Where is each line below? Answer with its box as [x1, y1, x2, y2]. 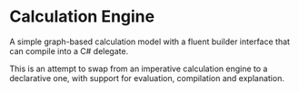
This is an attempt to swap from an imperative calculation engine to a [9, 63, 268, 74]
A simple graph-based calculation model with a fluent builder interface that [9, 36, 291, 47]
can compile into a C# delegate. [9, 45, 129, 56]
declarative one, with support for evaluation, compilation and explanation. [9, 72, 284, 83]
